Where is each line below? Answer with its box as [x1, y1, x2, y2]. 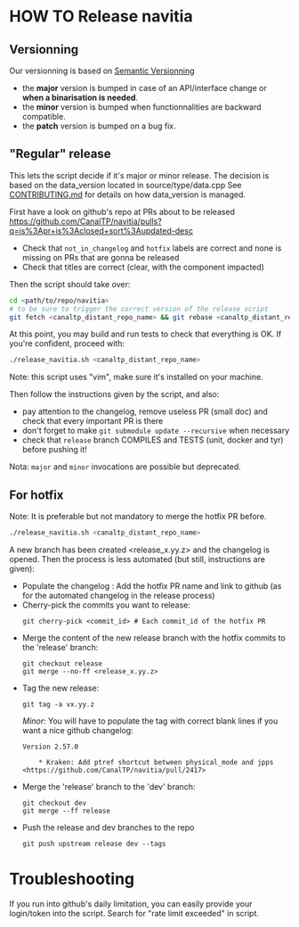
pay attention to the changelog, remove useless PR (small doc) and [21, 406, 269, 417]
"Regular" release [9, 146, 111, 161]
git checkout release [21, 659, 102, 668]
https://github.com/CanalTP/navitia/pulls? [9, 216, 162, 227]
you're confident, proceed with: [9, 338, 125, 349]
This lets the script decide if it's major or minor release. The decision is [9, 170, 270, 180]
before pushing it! [21, 444, 87, 455]
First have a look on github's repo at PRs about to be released [9, 206, 236, 217]
